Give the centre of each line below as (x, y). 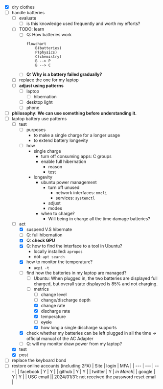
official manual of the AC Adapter (60, 339)
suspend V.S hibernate (49, 229)
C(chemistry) (48, 57)
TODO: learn (32, 29)
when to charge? (58, 214)
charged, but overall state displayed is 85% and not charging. (95, 284)
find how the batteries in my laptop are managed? (76, 273)
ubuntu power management (69, 183)
